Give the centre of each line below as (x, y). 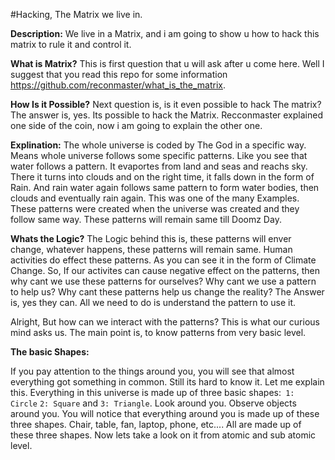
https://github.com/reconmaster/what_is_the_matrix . (118, 85)
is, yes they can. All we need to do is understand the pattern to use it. (153, 302)
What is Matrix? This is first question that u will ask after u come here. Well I (167, 63)
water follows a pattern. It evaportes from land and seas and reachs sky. (159, 166)
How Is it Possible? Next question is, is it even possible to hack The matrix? (166, 104)
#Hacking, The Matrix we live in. (76, 14)
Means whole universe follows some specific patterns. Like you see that (159, 155)
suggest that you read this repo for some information (119, 74)
